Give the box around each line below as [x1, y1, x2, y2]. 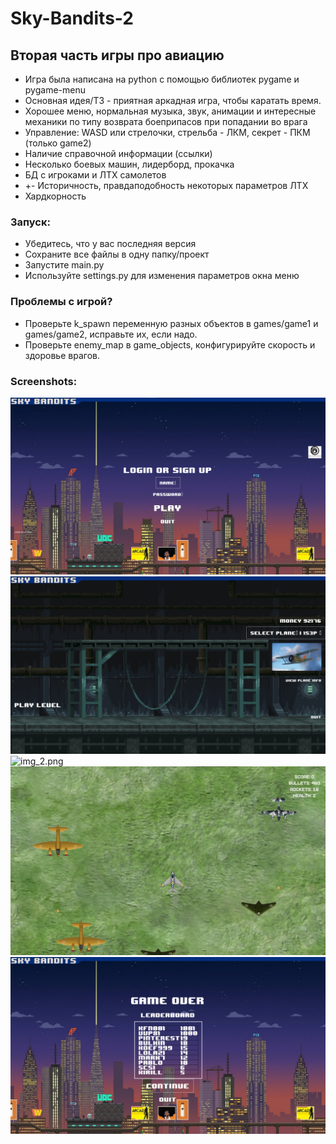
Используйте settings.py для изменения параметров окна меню [24, 270, 300, 282]
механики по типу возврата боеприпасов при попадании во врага [24, 116, 308, 127]
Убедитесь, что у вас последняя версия [24, 238, 197, 250]
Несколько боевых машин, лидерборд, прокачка [24, 158, 235, 170]
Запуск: [10, 215, 51, 229]
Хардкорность [24, 190, 87, 202]
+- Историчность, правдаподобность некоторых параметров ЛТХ [24, 180, 309, 191]
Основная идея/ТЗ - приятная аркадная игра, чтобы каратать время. [24, 95, 322, 106]
